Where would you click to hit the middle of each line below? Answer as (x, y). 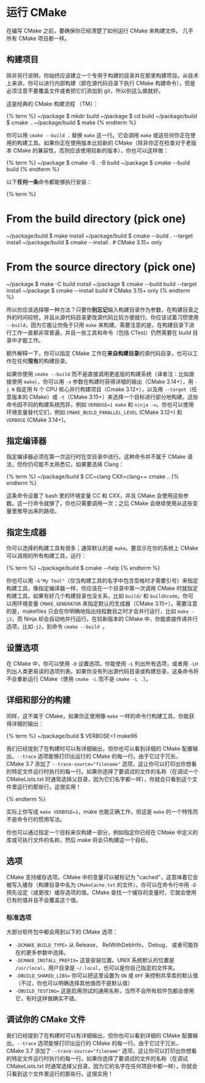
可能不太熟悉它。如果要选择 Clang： (78, 464)
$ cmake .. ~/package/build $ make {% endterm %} (71, 122)
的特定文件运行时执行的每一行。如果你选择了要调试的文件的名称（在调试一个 (103, 771)
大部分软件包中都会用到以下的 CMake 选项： (62, 932)
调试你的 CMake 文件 (46, 1020)
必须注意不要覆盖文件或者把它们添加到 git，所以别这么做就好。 (85, 91)
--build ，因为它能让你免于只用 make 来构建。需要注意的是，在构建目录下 (98, 324)
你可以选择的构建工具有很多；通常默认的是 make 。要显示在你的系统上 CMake (102, 548)
